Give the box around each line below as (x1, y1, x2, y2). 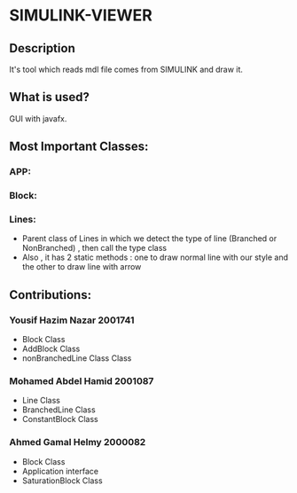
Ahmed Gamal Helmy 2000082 (9, 436, 146, 449)
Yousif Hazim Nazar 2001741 (9, 314, 135, 326)
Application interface (21, 466, 99, 476)
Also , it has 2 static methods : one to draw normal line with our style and (21, 252, 289, 262)
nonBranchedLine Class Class (21, 353, 132, 364)
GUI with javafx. (9, 113, 67, 124)
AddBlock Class (21, 343, 81, 355)
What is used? (9, 90, 90, 105)
